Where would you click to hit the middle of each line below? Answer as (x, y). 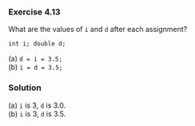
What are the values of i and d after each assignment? (98, 30)
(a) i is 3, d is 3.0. (37, 105)
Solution (25, 88)
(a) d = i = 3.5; (35, 59)
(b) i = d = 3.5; (36, 67)
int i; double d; (37, 44)
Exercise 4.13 (35, 12)
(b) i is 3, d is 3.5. (37, 113)
